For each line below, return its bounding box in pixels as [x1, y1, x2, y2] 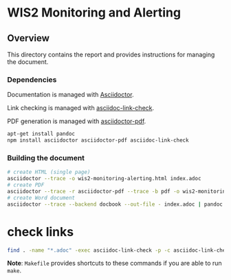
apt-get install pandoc [7, 131, 76, 138]
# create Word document [7, 194, 76, 201]
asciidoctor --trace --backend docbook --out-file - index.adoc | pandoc [7, 201, 223, 208]
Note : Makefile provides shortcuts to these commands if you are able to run [7, 259, 222, 268]
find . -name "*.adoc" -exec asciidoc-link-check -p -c [7, 246, 170, 254]
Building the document [7, 153, 85, 162]
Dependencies [7, 74, 57, 84]
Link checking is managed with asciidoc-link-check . [7, 104, 155, 112]
